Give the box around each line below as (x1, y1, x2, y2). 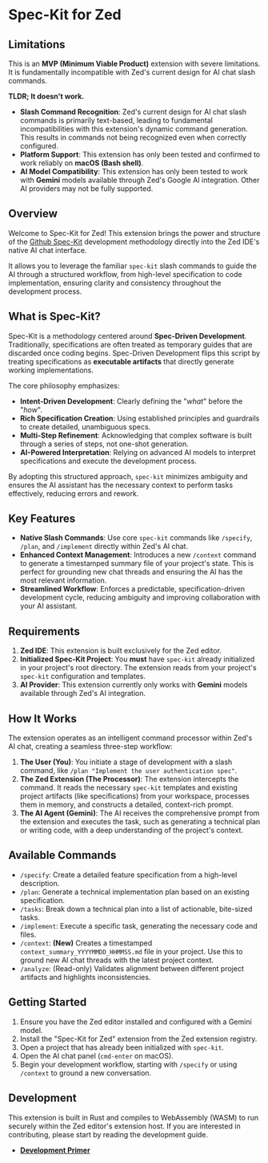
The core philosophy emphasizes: (8, 380, 120, 390)
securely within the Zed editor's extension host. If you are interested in (8, 1121, 242, 1131)
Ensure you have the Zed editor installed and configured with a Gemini (19, 1017, 252, 1027)
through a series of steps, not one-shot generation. (19, 439, 190, 449)
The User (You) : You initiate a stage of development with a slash (19, 757, 233, 767)
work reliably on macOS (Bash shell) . (19, 158, 144, 168)
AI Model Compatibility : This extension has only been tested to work (19, 167, 248, 176)
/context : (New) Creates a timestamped (19, 937, 153, 948)
